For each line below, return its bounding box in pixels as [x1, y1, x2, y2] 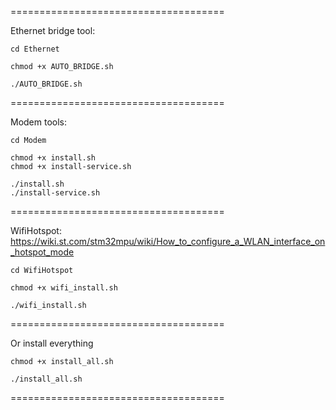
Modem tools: [10, 116, 68, 128]
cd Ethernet [10, 44, 60, 54]
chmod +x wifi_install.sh [10, 283, 118, 293]
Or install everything [10, 337, 94, 349]
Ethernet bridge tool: [10, 25, 96, 36]
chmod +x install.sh [10, 153, 97, 163]
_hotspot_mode [10, 246, 75, 258]
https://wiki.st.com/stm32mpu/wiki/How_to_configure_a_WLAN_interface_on [10, 236, 326, 247]
